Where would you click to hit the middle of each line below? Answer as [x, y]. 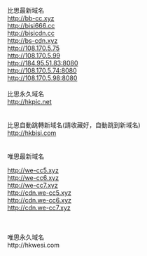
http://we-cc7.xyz [33, 185]
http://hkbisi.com [32, 133]
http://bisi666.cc [31, 26]
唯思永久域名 [26, 237]
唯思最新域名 [26, 156]
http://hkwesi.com [33, 245]
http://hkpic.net [30, 102]
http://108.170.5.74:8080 [42, 70]
